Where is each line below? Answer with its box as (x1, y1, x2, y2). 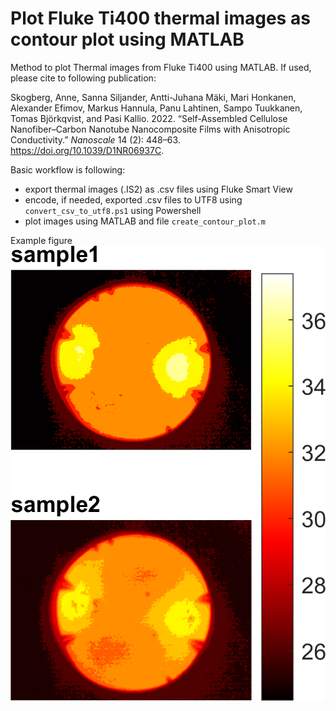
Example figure (10, 234, 73, 246)
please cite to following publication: (10, 72, 157, 84)
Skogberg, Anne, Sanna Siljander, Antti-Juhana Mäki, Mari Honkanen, (10, 91, 297, 103)
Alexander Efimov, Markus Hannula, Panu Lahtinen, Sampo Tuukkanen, (10, 102, 303, 114)
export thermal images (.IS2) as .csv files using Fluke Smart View (24, 183, 293, 195)
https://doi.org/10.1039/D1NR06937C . (10, 144, 165, 156)
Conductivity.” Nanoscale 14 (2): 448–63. (10, 133, 181, 146)
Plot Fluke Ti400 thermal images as (10, 7, 311, 30)
